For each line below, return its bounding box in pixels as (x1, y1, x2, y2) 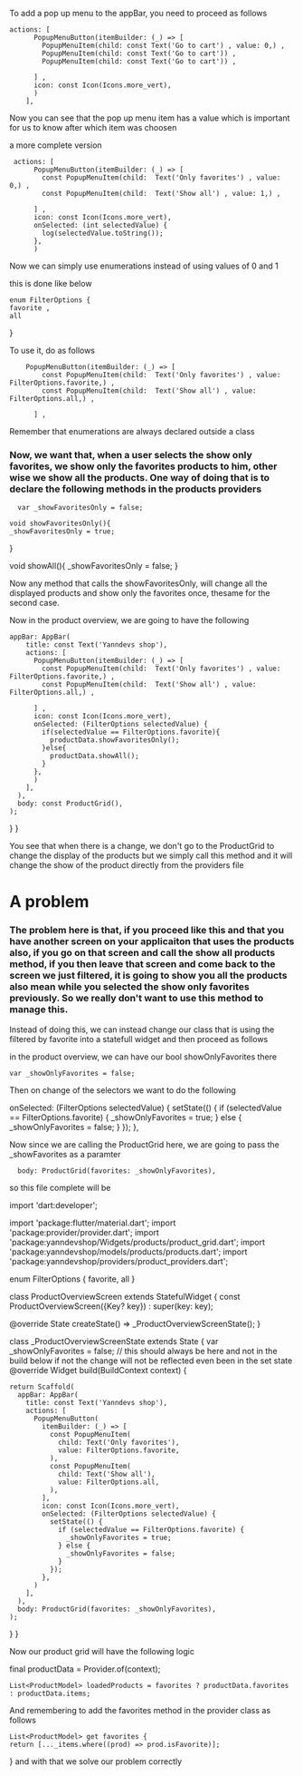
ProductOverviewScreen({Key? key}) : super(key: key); (9, 1301, 214, 1312)
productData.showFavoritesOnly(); (49, 736, 180, 745)
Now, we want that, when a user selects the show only (9, 448, 253, 461)
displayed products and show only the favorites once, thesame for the (9, 588, 270, 599)
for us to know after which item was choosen (9, 122, 177, 132)
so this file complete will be (9, 1182, 111, 1193)
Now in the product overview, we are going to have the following (9, 615, 250, 626)
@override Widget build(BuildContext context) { (9, 1364, 187, 1375)
